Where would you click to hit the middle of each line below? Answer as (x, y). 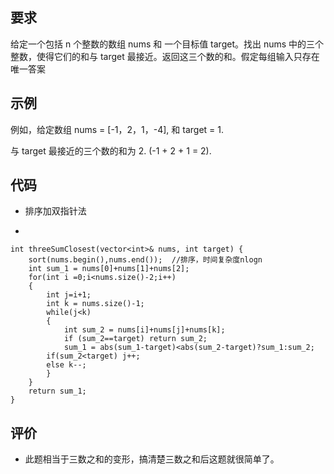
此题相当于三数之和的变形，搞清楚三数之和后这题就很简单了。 (152, 459)
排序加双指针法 (55, 211)
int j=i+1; (69, 295)
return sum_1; (57, 391)
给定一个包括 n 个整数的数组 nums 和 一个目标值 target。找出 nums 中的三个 (167, 44)
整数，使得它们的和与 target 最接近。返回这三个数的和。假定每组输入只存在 (165, 56)
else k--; (66, 365)
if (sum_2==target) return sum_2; (135, 339)
